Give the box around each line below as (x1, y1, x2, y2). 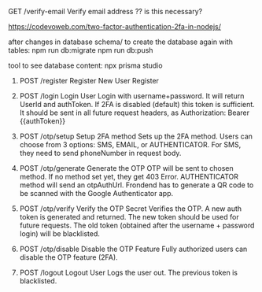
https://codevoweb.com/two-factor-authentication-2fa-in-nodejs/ (8, 22, 222, 31)
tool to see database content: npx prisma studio (8, 61, 163, 70)
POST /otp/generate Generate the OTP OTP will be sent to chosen (19, 164, 234, 172)
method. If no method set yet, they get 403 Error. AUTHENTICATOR (19, 172, 238, 181)
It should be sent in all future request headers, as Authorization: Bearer (19, 108, 250, 117)
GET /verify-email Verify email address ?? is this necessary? (8, 7, 203, 16)
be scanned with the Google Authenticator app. (19, 189, 174, 198)
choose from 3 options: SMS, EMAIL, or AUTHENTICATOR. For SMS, (19, 140, 242, 149)
